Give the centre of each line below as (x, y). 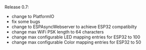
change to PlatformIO (33, 16)
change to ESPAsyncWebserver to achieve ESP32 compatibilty (74, 27)
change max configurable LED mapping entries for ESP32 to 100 (76, 37)
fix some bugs (26, 22)
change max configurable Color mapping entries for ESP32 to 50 (76, 42)
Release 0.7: (17, 7)
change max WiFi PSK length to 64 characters (57, 32)
